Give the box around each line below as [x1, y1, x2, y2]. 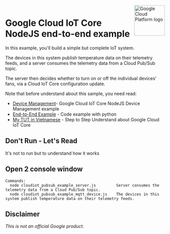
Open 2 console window [5, 165, 83, 174]
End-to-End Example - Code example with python [12, 111, 117, 117]
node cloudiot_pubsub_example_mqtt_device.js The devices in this [10, 191, 159, 197]
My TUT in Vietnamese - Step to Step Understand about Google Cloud [12, 116, 159, 122]
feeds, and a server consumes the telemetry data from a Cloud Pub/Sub [5, 60, 155, 66]
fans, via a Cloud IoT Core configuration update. [5, 81, 105, 87]
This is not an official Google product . [5, 223, 84, 229]
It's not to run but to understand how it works [5, 150, 100, 156]
